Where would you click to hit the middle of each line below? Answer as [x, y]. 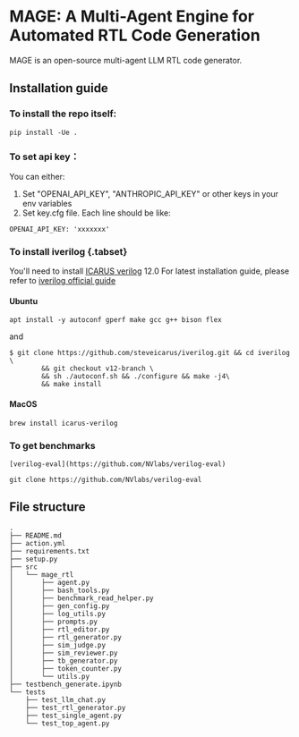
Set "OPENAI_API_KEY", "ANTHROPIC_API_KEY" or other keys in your [150, 193]
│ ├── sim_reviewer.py [64, 653]
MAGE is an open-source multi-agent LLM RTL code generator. [126, 60]
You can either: [37, 176]
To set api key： [45, 157]
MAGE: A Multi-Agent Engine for [132, 17]
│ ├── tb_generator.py [64, 661]
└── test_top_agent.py [68, 723]
